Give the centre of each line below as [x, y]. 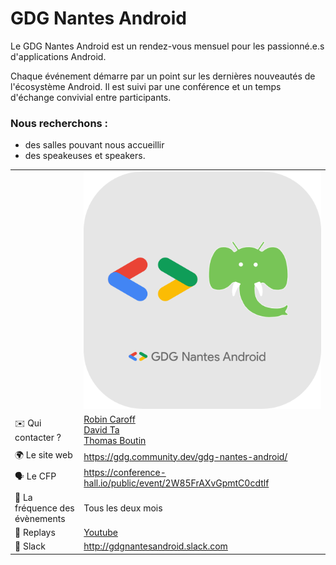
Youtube [100, 532]
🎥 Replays [35, 532]
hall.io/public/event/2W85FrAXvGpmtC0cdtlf [176, 483]
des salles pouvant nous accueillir [94, 145]
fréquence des [44, 508]
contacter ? [38, 437]
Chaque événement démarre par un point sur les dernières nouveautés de [163, 76]
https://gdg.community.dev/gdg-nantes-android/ [185, 456]
